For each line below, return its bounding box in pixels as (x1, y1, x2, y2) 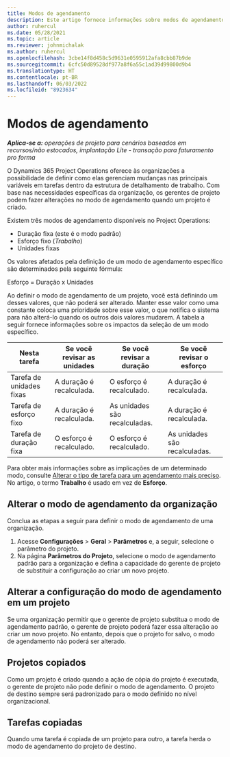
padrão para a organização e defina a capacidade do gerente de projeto (16, 559, 221, 567)
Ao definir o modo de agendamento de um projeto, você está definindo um (7, 291, 218, 300)
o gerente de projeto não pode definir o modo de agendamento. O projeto (7, 682, 215, 690)
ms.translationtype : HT (7, 67, 75, 74)
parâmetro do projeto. (16, 544, 79, 553)
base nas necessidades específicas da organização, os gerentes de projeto (7, 189, 220, 197)
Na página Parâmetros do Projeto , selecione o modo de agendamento (16, 551, 216, 560)
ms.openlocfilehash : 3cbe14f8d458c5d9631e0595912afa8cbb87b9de (7, 55, 192, 62)
